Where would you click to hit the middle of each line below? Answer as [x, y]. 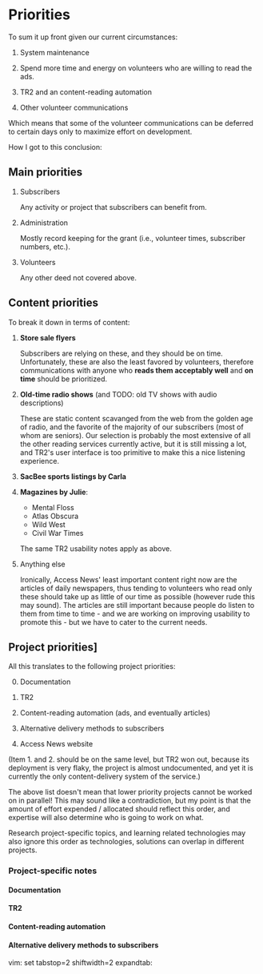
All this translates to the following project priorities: [92, 666]
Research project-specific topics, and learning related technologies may [127, 833]
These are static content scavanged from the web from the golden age [136, 418]
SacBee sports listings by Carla [73, 476]
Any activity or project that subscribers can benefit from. [114, 207]
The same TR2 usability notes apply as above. [96, 548]
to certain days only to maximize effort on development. [100, 131]
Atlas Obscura [55, 516]
